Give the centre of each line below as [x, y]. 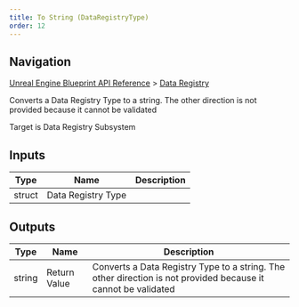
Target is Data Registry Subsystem [73, 127]
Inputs [28, 155]
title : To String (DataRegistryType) [79, 17]
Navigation [40, 62]
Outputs [32, 226]
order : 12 [28, 26]
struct [26, 195]
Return [61, 272]
